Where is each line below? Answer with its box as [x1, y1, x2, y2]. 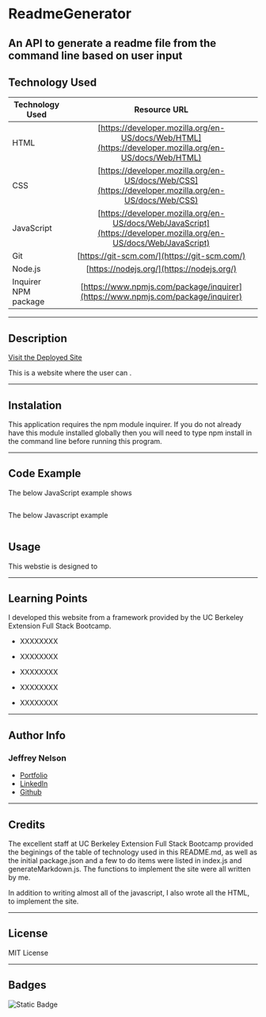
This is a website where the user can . [8, 368, 132, 378]
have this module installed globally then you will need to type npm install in [8, 428, 253, 437]
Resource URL [134, 104, 188, 115]
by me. [8, 873, 31, 882]
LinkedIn [19, 779, 48, 788]
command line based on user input [8, 48, 183, 62]
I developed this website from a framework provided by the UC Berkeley [8, 613, 244, 622]
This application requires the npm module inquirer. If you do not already [8, 420, 241, 430]
